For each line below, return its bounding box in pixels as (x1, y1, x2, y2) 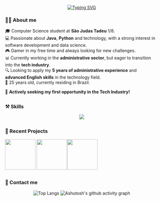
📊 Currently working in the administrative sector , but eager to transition (5, 55, 151, 61)
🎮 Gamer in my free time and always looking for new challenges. (5, 48, 136, 53)
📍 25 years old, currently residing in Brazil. (5, 80, 90, 85)
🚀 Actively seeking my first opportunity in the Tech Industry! (5, 89, 130, 95)
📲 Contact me (5, 179, 38, 186)
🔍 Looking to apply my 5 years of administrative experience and (5, 67, 137, 73)
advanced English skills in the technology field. (5, 74, 101, 80)
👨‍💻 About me (5, 17, 36, 23)
